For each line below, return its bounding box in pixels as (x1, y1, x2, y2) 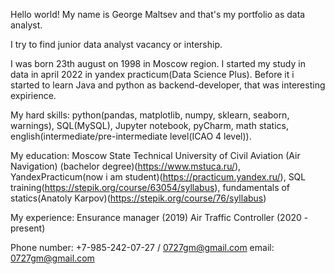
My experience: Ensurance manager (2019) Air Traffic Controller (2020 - (10, 212, 309, 223)
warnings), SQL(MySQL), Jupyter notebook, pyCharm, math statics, (10, 120, 289, 131)
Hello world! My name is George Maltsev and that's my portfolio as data (10, 9, 306, 20)
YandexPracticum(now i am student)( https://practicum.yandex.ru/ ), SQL (10, 171, 307, 183)
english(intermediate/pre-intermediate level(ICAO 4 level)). (10, 130, 252, 142)
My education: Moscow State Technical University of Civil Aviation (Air (10, 150, 301, 161)
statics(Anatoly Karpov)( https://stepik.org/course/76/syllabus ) (10, 192, 267, 204)
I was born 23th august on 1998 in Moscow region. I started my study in (10, 58, 306, 69)
